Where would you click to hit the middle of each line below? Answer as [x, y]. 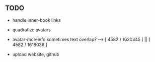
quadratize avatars [32, 30]
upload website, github [36, 54]
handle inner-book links [37, 20]
